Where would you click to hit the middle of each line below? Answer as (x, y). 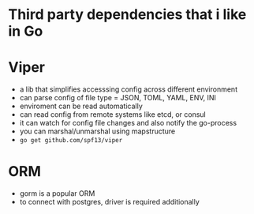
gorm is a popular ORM (57, 193)
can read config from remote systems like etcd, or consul (113, 115)
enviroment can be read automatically (81, 106)
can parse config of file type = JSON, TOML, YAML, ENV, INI (118, 98)
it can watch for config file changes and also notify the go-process (128, 123)
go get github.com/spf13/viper (71, 141)
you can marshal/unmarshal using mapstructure (97, 131)
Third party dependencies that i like (127, 15)
